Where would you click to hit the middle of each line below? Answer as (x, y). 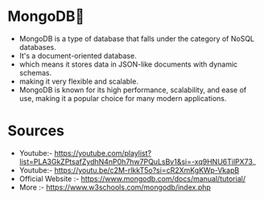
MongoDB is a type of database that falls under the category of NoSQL (137, 39)
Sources (36, 131)
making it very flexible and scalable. (78, 81)
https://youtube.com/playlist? (103, 153)
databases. (38, 47)
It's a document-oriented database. (78, 55)
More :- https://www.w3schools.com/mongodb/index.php (115, 187)
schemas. (35, 72)
